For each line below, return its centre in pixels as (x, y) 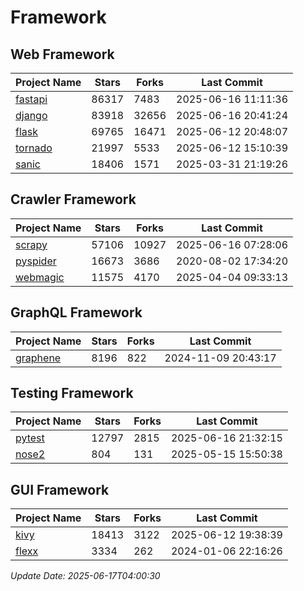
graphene (38, 358)
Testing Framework (72, 393)
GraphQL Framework (76, 312)
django (31, 115)
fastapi (31, 99)
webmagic (40, 277)
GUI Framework (60, 489)
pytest (30, 438)
